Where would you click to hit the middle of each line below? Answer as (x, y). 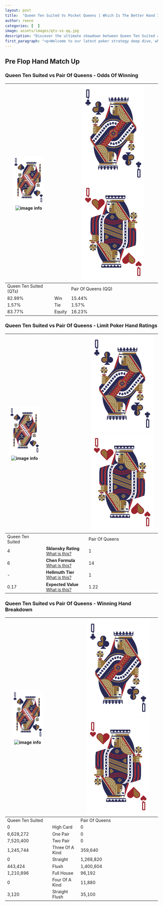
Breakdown (19, 610)
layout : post (18, 10)
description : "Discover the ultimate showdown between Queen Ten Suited (80, 36)
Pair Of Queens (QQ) (92, 289)
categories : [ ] (23, 26)
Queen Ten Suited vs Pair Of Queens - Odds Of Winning (72, 76)
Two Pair (61, 841)
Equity (60, 312)
